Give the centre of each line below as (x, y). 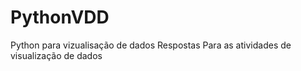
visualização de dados (56, 55)
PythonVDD (60, 17)
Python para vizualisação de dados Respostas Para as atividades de (151, 45)
